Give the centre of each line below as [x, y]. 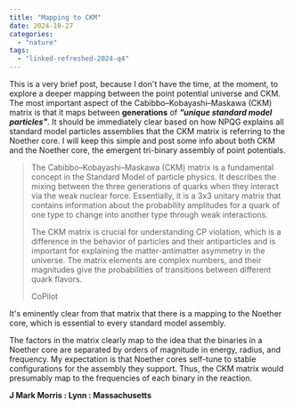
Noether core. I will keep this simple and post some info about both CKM [143, 140]
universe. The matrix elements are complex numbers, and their [146, 260]
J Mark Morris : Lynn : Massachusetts [80, 395]
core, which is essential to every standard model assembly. [118, 323]
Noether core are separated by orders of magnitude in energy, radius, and [145, 349]
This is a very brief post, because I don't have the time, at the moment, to [144, 84]
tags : [19, 51]
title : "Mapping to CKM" [55, 17]
